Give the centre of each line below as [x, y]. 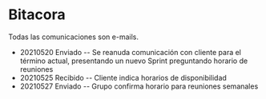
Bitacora [37, 15]
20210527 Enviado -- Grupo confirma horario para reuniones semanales [139, 86]
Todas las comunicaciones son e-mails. [73, 37]
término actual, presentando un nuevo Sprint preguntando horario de [134, 61]
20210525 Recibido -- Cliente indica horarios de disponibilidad [123, 77]
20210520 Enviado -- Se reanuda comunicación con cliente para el [131, 52]
